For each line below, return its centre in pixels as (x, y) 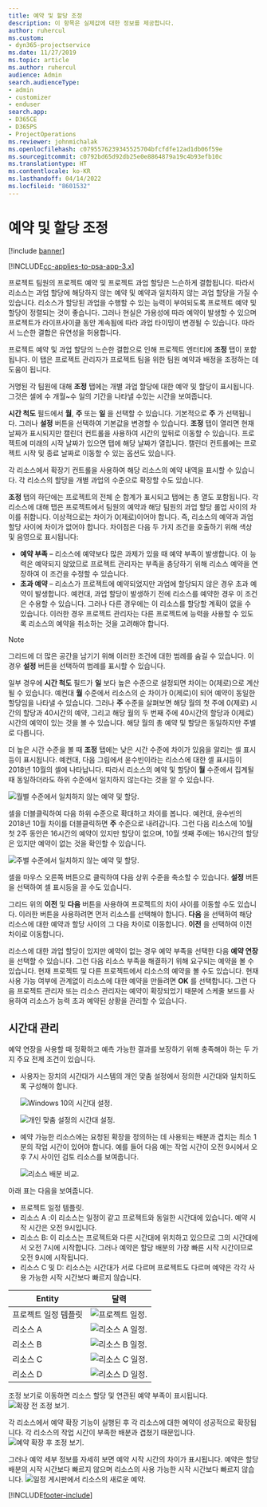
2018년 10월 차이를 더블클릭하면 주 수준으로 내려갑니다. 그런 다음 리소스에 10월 (131, 823)
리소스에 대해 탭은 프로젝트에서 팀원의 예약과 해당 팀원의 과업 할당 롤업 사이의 (128, 506)
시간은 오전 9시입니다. (63, 1227)
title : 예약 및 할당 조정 (45, 16)
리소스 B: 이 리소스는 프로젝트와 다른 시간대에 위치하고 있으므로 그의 (125, 1237)
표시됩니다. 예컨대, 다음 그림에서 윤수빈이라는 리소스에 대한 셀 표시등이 (132, 759)
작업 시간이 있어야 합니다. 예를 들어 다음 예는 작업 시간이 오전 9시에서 (142, 1147)
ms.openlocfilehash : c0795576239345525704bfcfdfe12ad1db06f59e (116, 149)
